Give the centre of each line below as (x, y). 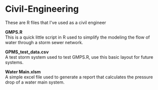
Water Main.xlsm (23, 71)
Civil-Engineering (42, 9)
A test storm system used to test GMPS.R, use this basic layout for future (79, 57)
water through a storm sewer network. (44, 42)
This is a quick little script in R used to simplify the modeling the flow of (78, 37)
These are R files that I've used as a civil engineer (56, 22)
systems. (14, 62)
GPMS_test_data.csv (27, 52)
